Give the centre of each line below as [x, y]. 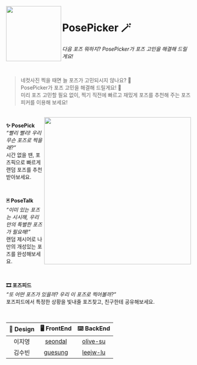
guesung [56, 352]
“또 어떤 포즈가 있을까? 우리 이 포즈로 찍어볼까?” [61, 294]
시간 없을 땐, [20, 155]
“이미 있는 [18, 210]
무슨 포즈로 [19, 140]
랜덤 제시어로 [21, 239]
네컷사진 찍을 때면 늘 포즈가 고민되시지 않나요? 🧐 [76, 80]
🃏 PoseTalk [20, 200]
